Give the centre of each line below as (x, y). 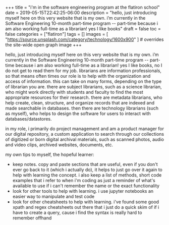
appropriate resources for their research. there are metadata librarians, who (84, 97)
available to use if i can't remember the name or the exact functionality (86, 186)
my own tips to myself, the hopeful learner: (50, 154)
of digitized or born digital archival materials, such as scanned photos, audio (84, 139)
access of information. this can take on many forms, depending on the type (83, 81)
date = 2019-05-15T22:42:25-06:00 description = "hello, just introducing (81, 13)
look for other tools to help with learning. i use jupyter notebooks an (83, 191)
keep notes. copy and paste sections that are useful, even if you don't (85, 164)
